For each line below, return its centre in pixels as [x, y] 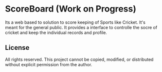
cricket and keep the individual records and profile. [56, 32]
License [17, 48]
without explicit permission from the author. [49, 64]
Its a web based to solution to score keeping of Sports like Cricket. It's [75, 22]
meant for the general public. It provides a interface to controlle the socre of [81, 27]
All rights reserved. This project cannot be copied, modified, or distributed [79, 59]
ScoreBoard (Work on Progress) [71, 9]
